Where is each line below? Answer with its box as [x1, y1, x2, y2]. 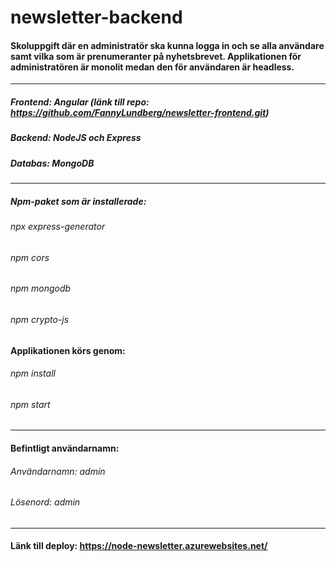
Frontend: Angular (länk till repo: [10, 96, 150, 108]
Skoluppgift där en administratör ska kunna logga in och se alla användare [10, 39, 325, 51]
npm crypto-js [10, 313, 70, 325]
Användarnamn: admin [10, 465, 106, 477]
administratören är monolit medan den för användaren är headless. [10, 61, 295, 73]
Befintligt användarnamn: [10, 442, 120, 454]
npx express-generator [10, 221, 106, 233]
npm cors [10, 251, 50, 263]
